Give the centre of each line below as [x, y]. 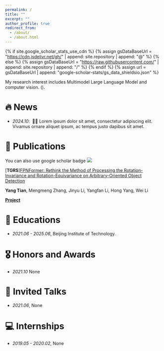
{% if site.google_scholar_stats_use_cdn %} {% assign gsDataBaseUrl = [79, 51]
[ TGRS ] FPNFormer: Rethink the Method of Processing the [64, 170]
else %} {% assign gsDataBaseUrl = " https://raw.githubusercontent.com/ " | [82, 62]
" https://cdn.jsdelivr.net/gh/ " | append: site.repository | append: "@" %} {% [82, 56]
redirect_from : [21, 28]
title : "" [15, 14]
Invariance [16, 175]
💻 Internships [35, 326]
